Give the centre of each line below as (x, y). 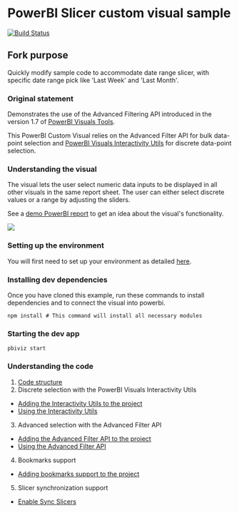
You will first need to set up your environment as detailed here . (100, 261)
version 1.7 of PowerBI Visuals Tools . (61, 122)
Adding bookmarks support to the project (78, 474)
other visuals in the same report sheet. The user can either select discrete (116, 192)
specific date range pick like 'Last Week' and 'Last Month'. (93, 80)
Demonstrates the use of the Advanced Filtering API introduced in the (110, 114)
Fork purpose (38, 55)
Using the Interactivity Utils (57, 411)
